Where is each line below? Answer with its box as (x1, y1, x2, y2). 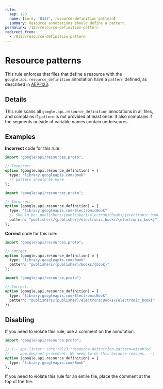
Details (5, 96, 27, 104)
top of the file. (5, 379, 33, 385)
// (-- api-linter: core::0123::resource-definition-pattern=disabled (5, 347, 151, 352)
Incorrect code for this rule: (5, 146, 61, 151)
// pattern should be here (9, 177, 64, 182)
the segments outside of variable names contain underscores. (5, 118, 129, 124)
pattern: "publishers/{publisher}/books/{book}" (9, 262, 110, 267)
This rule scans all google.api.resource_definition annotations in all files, (5, 108, 154, 114)
